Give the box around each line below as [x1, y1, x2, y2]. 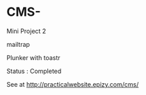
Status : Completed [6, 67, 62, 75]
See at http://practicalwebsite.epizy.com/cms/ [6, 80, 139, 88]
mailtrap [6, 40, 31, 48]
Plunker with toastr [6, 53, 60, 62]
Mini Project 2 [6, 27, 47, 35]
